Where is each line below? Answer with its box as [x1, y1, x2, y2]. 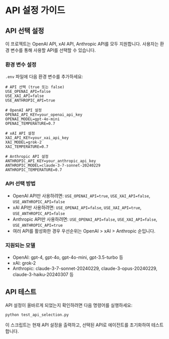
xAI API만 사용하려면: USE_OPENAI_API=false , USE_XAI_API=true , [12, 204, 142, 211]
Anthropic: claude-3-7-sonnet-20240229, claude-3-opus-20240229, [12, 265, 158, 272]
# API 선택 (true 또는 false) [5, 85, 65, 90]
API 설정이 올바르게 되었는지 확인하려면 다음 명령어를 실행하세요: [5, 302, 133, 308]
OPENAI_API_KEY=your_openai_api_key [5, 112, 82, 117]
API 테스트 [5, 288, 37, 296]
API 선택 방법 [5, 180, 36, 187]
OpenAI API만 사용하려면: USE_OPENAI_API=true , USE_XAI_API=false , [12, 192, 151, 198]
